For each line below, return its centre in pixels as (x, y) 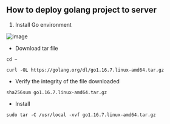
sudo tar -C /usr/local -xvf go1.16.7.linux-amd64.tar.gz (81, 115)
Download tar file (36, 48)
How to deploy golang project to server (81, 10)
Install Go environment (43, 24)
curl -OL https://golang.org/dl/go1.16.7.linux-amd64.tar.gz (85, 70)
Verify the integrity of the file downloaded (67, 81)
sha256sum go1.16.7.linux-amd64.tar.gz (57, 92)
